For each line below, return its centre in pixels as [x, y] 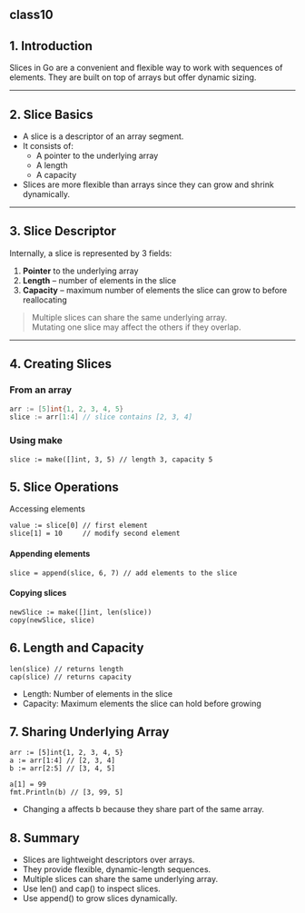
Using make [36, 441]
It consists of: [48, 146]
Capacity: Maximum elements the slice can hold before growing [142, 703]
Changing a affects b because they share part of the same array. [143, 809]
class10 [31, 15]
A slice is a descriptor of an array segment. [103, 136]
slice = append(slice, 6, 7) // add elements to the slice [123, 573]
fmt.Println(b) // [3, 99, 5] [67, 793]
